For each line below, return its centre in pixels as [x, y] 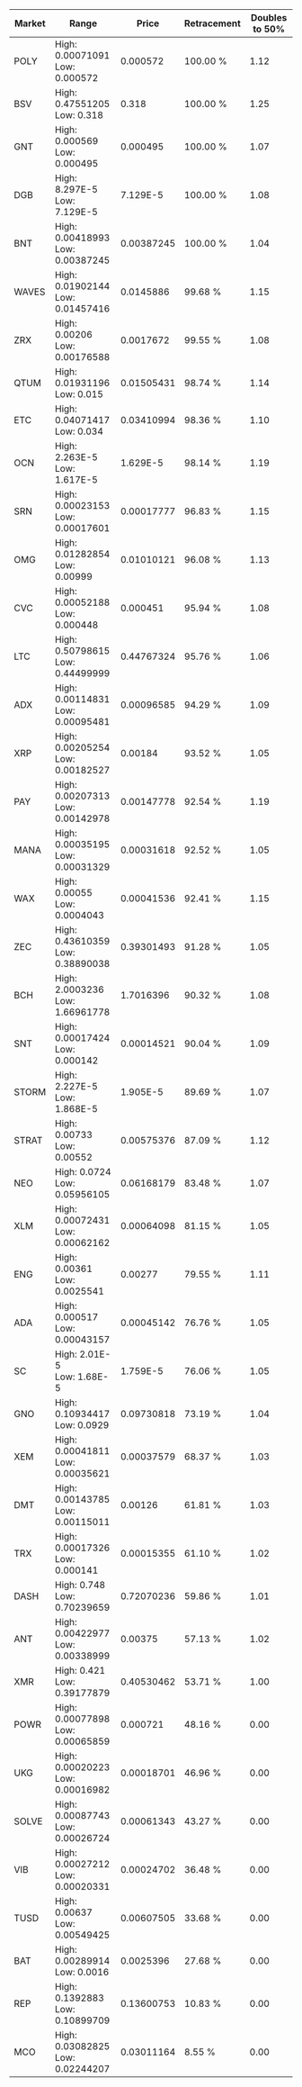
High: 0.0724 [83, 1172]
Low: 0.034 [79, 431]
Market [30, 23]
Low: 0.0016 [82, 1972]
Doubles [269, 18]
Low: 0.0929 [82, 1425]
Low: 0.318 [79, 115]
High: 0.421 [80, 1671]
